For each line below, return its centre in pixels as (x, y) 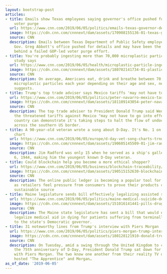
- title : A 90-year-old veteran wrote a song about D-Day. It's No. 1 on (83, 130)
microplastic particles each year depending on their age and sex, (85, 83)
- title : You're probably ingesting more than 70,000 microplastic (77, 56)
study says (25, 61)
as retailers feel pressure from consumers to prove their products (86, 185)
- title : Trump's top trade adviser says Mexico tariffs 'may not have (81, 93)
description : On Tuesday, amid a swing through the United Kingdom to (84, 245)
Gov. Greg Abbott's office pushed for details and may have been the (88, 47)
